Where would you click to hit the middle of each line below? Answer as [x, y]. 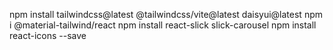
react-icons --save [48, 35]
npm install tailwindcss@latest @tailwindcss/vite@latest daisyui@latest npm [166, 14]
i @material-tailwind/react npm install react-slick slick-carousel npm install [163, 25]
